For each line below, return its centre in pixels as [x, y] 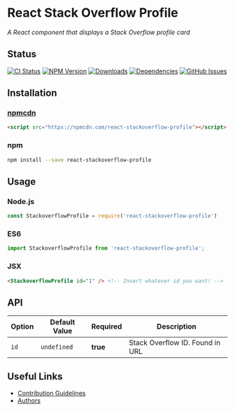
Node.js [21, 201]
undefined [57, 347]
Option [22, 326]
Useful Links [35, 376]
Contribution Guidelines [51, 394]
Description [177, 326]
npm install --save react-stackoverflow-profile [79, 160]
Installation [32, 93]
